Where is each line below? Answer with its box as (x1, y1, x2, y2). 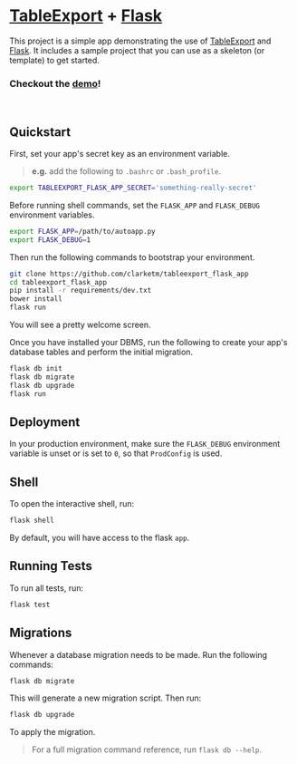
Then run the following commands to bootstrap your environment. (9, 251, 255, 263)
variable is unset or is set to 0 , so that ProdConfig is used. (9, 448, 223, 459)
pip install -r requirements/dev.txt (9, 286, 152, 295)
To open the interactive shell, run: (9, 498, 135, 509)
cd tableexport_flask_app (9, 277, 107, 286)
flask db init (9, 364, 63, 373)
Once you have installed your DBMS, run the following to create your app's (9, 337, 288, 348)
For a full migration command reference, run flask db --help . (31, 744, 263, 755)
